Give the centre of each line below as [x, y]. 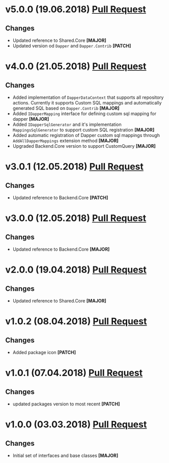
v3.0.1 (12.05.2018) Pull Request [75, 167]
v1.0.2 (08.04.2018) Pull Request [76, 321]
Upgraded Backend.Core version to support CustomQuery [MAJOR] [84, 146]
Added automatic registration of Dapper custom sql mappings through [86, 135]
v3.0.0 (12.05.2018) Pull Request [76, 218]
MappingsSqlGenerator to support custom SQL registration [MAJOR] [83, 130]
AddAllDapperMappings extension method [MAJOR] [65, 141]
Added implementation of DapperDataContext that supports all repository [88, 97]
